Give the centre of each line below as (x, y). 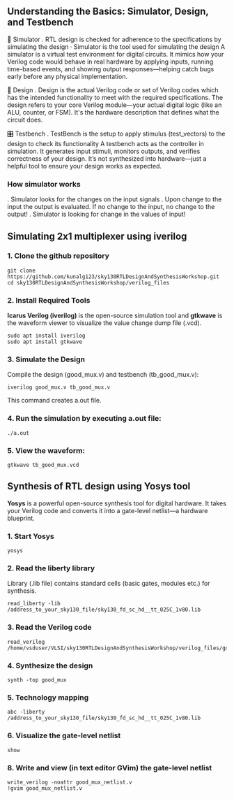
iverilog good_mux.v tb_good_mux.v (59, 387)
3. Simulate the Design (46, 359)
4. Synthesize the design (50, 665)
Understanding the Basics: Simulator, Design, (108, 12)
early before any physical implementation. (67, 76)
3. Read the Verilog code (49, 627)
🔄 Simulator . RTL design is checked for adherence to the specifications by (114, 39)
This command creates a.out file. (54, 401)
